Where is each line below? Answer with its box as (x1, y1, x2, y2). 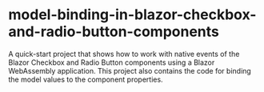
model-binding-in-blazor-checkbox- (8, 6, 257, 24)
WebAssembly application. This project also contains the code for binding (8, 66, 252, 75)
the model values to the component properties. (8, 74, 163, 84)
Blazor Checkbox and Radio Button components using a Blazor (8, 58, 215, 67)
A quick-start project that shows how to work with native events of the (8, 49, 240, 58)
